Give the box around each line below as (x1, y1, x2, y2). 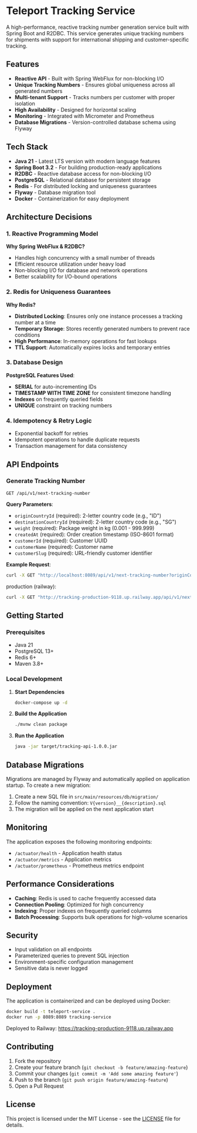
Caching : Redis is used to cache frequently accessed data (14, 894, 157, 901)
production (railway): (6, 583, 57, 590)
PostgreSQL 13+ (14, 648, 54, 655)
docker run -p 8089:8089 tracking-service (6, 1014, 111, 1020)
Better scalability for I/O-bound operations (14, 273, 117, 280)
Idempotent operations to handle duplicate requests (14, 436, 140, 443)
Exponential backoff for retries (14, 430, 89, 437)
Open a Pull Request (14, 1082, 64, 1090)
